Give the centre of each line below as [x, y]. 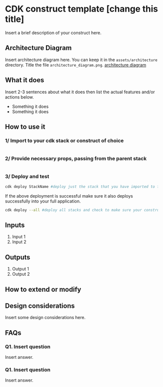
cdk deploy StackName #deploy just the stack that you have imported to [80, 186]
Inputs [15, 225]
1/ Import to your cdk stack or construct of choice [65, 140]
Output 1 [20, 269]
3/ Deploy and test [27, 177]
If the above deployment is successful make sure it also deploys [69, 196]
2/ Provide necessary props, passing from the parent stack [76, 159]
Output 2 [21, 274]
